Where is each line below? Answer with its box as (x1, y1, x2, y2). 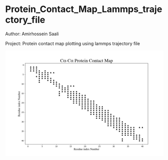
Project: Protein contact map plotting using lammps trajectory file (5, 40, 140, 46)
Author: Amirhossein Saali (5, 31, 59, 37)
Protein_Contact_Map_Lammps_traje (5, 4, 162, 15)
